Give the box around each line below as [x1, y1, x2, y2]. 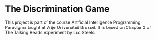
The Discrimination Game [5, 3, 109, 14]
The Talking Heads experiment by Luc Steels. [5, 29, 96, 35]
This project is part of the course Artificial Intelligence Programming [5, 19, 140, 25]
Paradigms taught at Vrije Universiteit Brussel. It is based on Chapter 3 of [5, 24, 151, 30]
